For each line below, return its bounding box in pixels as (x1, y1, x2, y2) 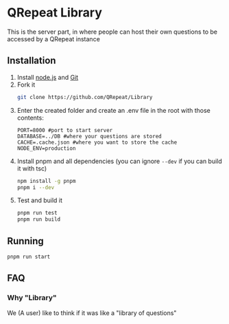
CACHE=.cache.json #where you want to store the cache (16, 139, 178, 146)
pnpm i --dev (16, 184, 55, 191)
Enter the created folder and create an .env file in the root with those (16, 106, 210, 114)
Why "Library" (7, 293, 57, 303)
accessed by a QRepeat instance (7, 34, 101, 43)
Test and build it (16, 196, 63, 204)
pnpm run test (16, 210, 58, 217)
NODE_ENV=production (16, 144, 76, 152)
